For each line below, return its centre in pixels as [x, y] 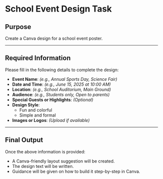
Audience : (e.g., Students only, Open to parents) [61, 94]
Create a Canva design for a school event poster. [54, 38]
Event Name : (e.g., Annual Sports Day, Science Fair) [65, 79]
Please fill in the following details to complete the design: [62, 70]
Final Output [24, 140]
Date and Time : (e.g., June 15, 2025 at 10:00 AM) [61, 84]
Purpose [18, 27]
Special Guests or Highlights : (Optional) [53, 100]
